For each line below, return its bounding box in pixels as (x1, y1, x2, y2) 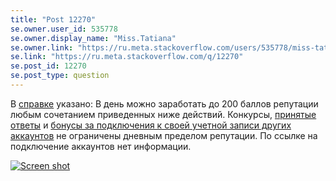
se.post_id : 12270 (10, 61, 87, 71)
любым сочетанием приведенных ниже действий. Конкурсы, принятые (10, 108, 317, 120)
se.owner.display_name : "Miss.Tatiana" (10, 33, 177, 43)
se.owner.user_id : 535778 (10, 24, 118, 34)
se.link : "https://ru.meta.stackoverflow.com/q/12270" (10, 52, 244, 62)
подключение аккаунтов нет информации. (10, 140, 192, 152)
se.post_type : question (10, 71, 110, 81)
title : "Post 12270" (10, 14, 97, 25)
